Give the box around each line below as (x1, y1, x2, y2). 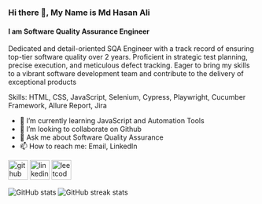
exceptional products (8, 78, 77, 87)
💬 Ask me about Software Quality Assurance (19, 133, 164, 142)
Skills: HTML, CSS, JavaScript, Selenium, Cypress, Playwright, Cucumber (8, 93, 246, 102)
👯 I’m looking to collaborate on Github (19, 125, 142, 134)
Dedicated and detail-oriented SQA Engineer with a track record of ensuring (8, 44, 254, 53)
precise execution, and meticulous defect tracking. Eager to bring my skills (8, 60, 250, 70)
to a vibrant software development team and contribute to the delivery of (8, 69, 244, 78)
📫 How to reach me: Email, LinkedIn (19, 141, 138, 151)
